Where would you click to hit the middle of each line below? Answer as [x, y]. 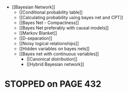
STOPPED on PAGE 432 [53, 84]
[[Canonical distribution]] [52, 59]
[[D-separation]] [36, 38]
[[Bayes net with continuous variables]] [59, 54]
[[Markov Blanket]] [38, 33]
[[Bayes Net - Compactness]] [49, 23]
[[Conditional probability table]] [51, 12]
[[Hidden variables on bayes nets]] [54, 49]
